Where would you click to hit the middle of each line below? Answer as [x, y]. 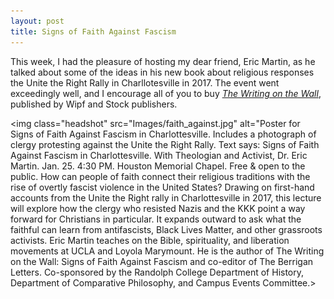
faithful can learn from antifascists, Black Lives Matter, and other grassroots [166, 229]
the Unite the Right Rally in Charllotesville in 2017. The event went [145, 82]
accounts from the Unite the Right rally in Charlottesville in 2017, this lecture [166, 197]
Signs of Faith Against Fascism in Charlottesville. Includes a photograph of [163, 134]
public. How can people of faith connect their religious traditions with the [160, 176]
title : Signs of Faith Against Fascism [93, 31]
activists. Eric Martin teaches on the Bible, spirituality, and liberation [150, 240]
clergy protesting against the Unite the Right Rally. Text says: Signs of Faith [165, 144]
